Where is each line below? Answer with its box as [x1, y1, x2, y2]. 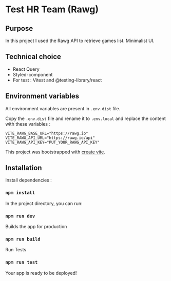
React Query [12, 66, 40, 72]
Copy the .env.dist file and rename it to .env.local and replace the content [5, 115, 166, 122]
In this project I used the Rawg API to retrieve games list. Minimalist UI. [5, 37, 155, 44]
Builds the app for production [5, 224, 67, 230]
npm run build [5, 236, 41, 242]
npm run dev [5, 213, 35, 219]
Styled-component [12, 71, 53, 77]
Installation [5, 164, 42, 172]
